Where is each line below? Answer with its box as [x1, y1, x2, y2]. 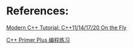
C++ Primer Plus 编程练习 [6, 36, 70, 43]
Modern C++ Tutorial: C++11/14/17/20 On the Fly [6, 24, 127, 31]
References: [6, 4, 69, 18]
